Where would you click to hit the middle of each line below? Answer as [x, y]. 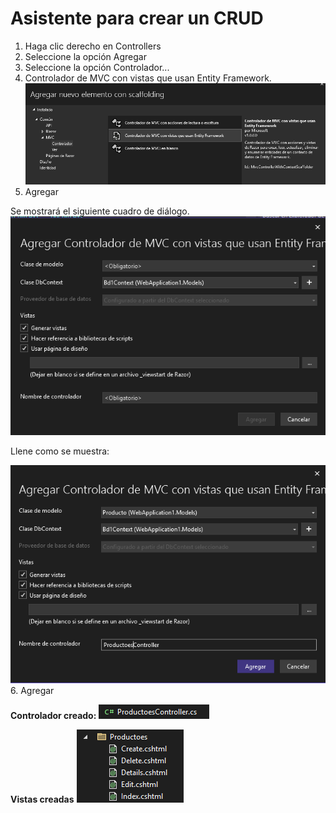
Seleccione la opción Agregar [85, 56]
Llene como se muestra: [60, 451]
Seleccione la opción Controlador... [97, 67]
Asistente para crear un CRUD [137, 18]
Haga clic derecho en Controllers [93, 46]
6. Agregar [32, 690]
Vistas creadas [42, 799]
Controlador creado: [53, 715]
